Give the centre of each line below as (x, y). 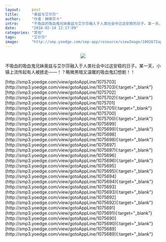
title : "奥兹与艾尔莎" (32, 14)
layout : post (23, 10)
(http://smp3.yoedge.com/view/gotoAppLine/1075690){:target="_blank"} (79, 223)
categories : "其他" (24, 33)
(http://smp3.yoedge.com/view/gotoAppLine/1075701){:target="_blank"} (79, 108)
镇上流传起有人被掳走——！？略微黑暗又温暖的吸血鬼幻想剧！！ (70, 72)
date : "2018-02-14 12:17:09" (42, 28)
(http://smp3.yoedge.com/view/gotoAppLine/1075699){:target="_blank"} (79, 129)
